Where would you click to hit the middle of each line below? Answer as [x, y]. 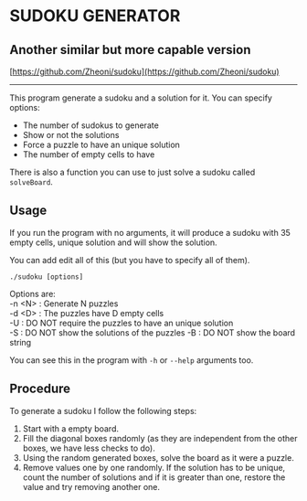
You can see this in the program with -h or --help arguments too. [132, 360]
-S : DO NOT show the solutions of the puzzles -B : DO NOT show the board [152, 332]
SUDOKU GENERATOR [95, 16]
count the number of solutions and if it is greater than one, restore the [154, 477]
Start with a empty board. [71, 428]
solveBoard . [31, 182]
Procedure [40, 389]
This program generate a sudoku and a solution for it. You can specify [141, 98]
